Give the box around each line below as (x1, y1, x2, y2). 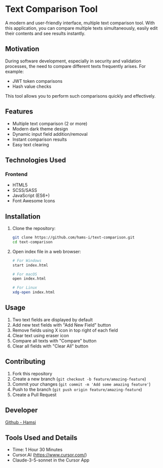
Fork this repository (12, 370, 53, 376)
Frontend (5, 171, 28, 177)
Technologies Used (5, 156, 66, 164)
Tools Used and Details (5, 433, 78, 442)
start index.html (12, 263, 49, 268)
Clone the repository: (12, 226, 56, 232)
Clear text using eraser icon (12, 332, 69, 338)
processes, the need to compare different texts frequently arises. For (5, 63, 146, 69)
